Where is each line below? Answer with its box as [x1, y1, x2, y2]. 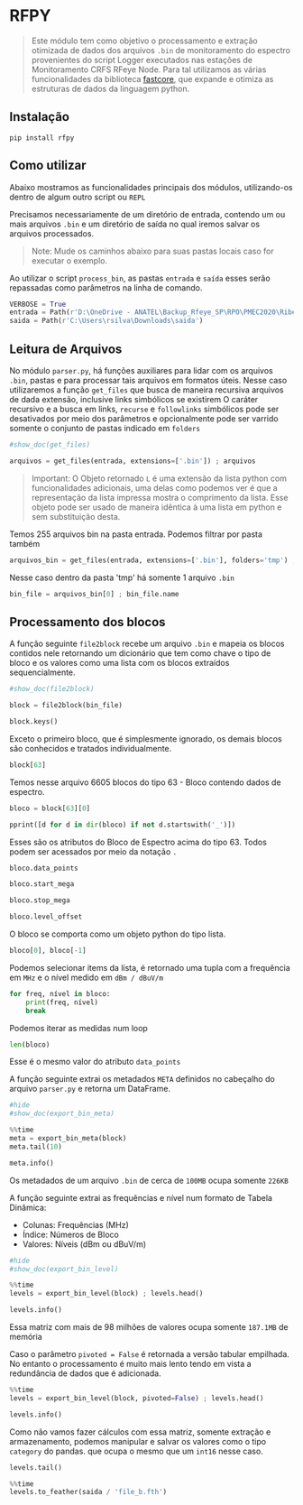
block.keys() [9, 717, 59, 726]
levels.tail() [9, 1463, 63, 1472]
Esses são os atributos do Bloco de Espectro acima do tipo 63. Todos [9, 836, 268, 847]
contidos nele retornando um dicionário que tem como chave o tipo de [9, 648, 271, 659]
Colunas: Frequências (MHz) [22, 1219, 129, 1230]
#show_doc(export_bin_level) [9, 1264, 119, 1273]
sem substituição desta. [31, 511, 121, 522]
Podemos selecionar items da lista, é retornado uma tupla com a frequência [9, 962, 290, 973]
